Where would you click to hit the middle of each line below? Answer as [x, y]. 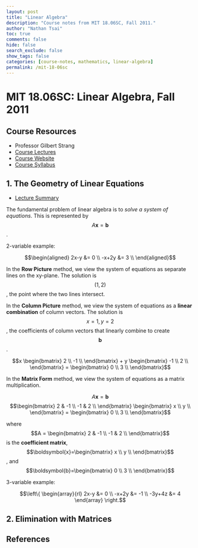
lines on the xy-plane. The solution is [51, 276]
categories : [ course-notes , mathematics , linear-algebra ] [80, 61]
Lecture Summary [37, 198]
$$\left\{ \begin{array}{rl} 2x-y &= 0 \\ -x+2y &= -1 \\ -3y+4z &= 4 [100, 494]
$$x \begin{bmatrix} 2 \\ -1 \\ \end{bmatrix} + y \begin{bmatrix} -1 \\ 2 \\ [100, 361]
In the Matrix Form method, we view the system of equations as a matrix [95, 379]
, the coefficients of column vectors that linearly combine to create [88, 331]
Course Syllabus [35, 165]
